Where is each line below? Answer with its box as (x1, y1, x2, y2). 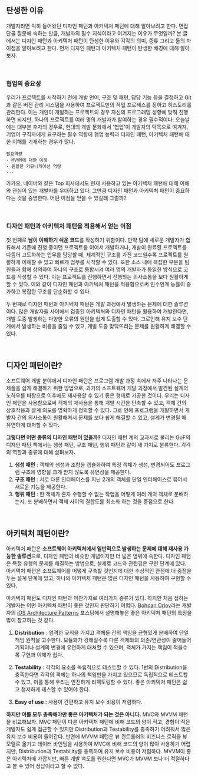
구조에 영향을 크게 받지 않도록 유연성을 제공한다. (21, 469, 131, 476)
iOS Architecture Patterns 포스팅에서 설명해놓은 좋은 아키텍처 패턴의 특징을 (16, 609, 192, 616)
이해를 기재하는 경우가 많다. (12, 138, 75, 146)
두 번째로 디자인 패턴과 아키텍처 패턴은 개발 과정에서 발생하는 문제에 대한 (6, 301, 173, 308)
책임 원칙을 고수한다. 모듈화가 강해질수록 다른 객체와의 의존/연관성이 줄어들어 (14, 637, 192, 644)
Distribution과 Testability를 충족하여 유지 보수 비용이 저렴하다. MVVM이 (18, 748, 186, 755)
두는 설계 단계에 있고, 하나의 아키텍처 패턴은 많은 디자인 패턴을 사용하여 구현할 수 (6, 575, 192, 582)
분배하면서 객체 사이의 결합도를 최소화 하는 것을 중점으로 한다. (33, 498, 175, 505)
